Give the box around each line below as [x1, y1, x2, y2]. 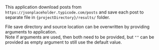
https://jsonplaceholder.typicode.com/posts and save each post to [5, 9, 144, 15]
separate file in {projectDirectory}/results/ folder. [5, 15, 110, 20]
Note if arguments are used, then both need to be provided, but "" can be [5, 34, 154, 40]
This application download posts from [5, 4, 82, 10]
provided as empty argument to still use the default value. [5, 39, 122, 45]
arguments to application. [5, 29, 57, 34]
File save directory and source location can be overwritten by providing [5, 24, 150, 30]
